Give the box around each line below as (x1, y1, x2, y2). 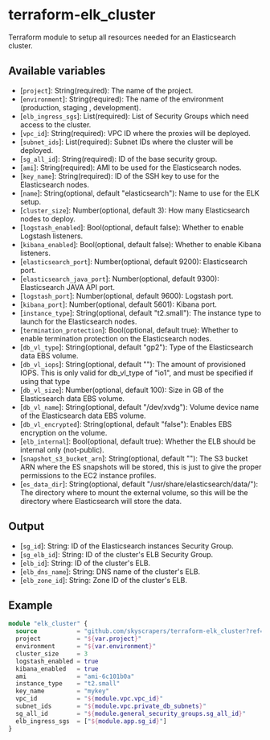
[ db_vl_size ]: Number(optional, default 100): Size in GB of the (19, 385, 224, 395)
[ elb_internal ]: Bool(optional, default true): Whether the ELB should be (19, 436, 256, 446)
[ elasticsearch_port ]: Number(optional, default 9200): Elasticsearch (19, 256, 247, 267)
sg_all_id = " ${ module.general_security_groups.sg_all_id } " (15, 709, 247, 717)
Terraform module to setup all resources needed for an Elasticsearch (8, 32, 236, 42)
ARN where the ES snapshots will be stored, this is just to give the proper (19, 461, 262, 472)
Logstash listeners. (19, 231, 84, 241)
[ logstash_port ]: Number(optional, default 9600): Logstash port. (19, 291, 234, 300)
